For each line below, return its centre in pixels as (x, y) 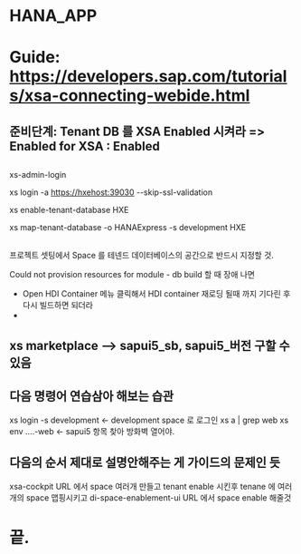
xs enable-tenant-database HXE (69, 210)
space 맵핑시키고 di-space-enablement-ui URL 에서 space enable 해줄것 (159, 497)
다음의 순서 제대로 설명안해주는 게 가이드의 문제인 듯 (145, 463)
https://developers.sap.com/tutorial (148, 77)
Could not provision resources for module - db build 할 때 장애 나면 (132, 274)
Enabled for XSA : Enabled (85, 146)
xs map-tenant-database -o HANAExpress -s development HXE (128, 228)
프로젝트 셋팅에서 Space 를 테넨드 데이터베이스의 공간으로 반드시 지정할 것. (141, 255)
